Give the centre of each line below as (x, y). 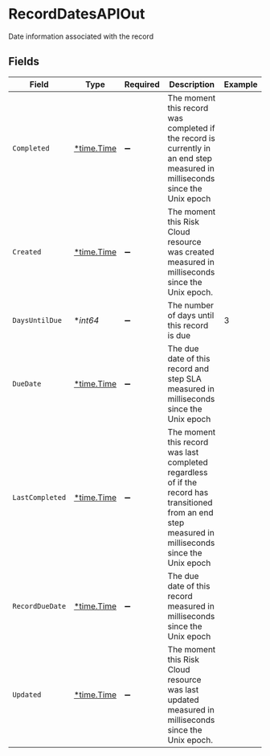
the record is (191, 138)
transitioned (190, 502)
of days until (191, 315)
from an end (190, 512)
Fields (24, 62)
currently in (189, 148)
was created (191, 252)
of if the (182, 482)
